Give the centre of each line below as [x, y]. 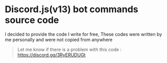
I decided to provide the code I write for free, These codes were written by [83, 34]
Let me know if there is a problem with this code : [69, 49]
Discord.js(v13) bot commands [72, 9]
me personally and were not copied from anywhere [59, 40]
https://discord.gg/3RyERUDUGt [51, 55]
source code [32, 20]
